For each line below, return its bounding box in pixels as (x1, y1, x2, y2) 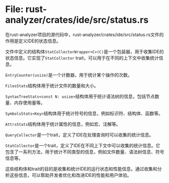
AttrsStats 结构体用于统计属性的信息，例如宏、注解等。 (5, 121, 121, 127)
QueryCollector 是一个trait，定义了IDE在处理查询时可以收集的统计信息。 (5, 132, 154, 138)
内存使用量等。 (14, 99, 45, 105)
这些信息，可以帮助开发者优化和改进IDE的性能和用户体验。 (9, 172, 132, 178)
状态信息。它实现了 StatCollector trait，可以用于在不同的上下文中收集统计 (5, 54, 159, 61)
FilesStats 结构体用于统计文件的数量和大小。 (5, 82, 99, 89)
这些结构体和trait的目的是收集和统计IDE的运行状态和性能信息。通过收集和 (5, 165, 157, 172)
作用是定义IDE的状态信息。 (5, 38, 62, 44)
